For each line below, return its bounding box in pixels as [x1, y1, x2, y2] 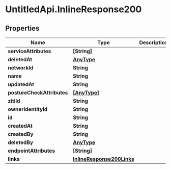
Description [139, 39, 168, 46]
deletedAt [8, 56, 33, 63]
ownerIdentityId [8, 106, 48, 113]
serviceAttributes [8, 47, 51, 55]
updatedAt [8, 81, 35, 88]
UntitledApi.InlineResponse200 [5, 4, 142, 15]
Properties [5, 24, 40, 33]
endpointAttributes [8, 147, 55, 154]
